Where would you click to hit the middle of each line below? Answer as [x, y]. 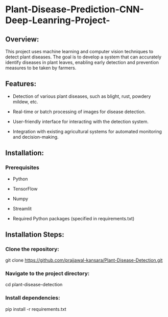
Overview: [22, 39]
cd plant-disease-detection [34, 285]
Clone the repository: [32, 249]
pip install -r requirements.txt [36, 309]
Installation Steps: [35, 234]
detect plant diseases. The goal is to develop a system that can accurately [83, 57]
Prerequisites [22, 167]
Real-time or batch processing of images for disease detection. [79, 112]
